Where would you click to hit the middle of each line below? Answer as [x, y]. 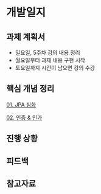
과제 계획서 [26, 37]
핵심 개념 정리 [30, 89]
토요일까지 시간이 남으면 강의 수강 [55, 68]
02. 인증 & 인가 [24, 117]
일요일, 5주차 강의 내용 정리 [47, 53]
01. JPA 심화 [21, 105]
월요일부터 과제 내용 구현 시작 [50, 60]
